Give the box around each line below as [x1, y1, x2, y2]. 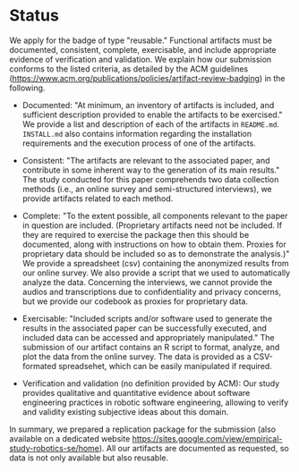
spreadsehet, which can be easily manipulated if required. [57, 360, 273, 371]
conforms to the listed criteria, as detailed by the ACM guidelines [9, 63, 249, 74]
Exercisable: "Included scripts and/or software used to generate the [21, 313, 273, 324]
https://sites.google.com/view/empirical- [132, 433, 283, 443]
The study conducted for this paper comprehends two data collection [21, 173, 279, 184]
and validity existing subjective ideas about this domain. [21, 406, 229, 417]
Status [9, 5, 60, 26]
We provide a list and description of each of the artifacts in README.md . [21, 118, 280, 130]
